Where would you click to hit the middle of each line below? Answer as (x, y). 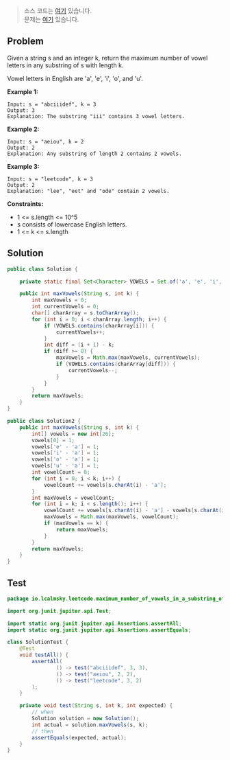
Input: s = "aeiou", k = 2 (46, 141)
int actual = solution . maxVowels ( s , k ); (90, 725)
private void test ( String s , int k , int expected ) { (96, 706)
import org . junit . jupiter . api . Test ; (59, 611)
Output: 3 (21, 110)
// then (42, 731)
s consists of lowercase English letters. (72, 224)
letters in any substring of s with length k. (65, 65)
